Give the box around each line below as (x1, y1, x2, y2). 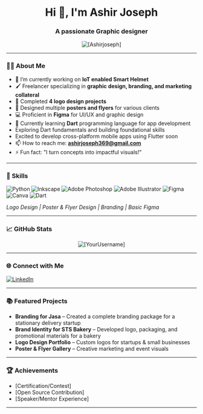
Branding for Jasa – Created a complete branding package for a (14, 313, 175, 320)
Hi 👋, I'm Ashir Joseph (45, 5, 158, 19)
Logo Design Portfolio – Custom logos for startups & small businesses (14, 338, 190, 345)
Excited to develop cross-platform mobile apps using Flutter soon (14, 132, 178, 140)
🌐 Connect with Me (6, 262, 65, 270)
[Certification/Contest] (14, 382, 71, 390)
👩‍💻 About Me (6, 62, 45, 70)
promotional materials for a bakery (14, 332, 101, 339)
